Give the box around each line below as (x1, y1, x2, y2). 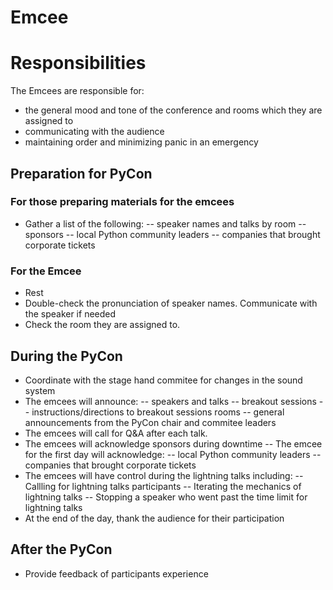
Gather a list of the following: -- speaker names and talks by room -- (24, 217, 307, 230)
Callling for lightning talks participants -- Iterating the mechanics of (24, 480, 302, 492)
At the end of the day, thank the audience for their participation (24, 512, 285, 524)
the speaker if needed (24, 308, 117, 320)
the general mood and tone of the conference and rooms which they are (24, 104, 323, 116)
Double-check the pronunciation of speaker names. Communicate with (24, 297, 318, 310)
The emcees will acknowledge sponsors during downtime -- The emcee (24, 437, 323, 450)
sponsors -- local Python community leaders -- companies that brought (24, 228, 321, 240)
